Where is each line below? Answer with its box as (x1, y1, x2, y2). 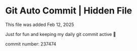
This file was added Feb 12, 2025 (5, 21, 74, 27)
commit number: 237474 (5, 40, 57, 47)
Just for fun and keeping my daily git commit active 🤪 (5, 31, 116, 37)
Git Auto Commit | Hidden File (5, 5, 132, 16)
